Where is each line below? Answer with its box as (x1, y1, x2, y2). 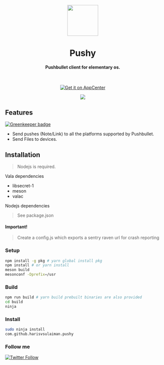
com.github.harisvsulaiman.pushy (5, 331, 74, 337)
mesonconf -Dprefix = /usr (5, 272, 56, 277)
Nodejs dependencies (5, 203, 50, 209)
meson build (5, 267, 30, 273)
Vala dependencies (5, 173, 44, 179)
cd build (5, 299, 23, 305)
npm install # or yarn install (5, 263, 69, 268)
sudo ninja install (5, 327, 45, 332)
